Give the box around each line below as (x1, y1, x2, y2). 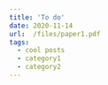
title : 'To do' (9, 12, 66, 22)
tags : (9, 37, 29, 47)
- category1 (17, 54, 62, 63)
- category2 (17, 63, 62, 72)
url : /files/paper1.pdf (9, 29, 101, 38)
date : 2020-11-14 (9, 21, 73, 30)
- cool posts (17, 46, 66, 55)
